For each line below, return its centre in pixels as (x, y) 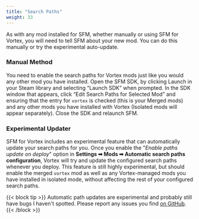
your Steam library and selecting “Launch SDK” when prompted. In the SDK (99, 87)
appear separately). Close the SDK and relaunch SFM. (72, 113)
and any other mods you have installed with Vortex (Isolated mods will (91, 107)
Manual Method (29, 62)
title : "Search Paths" (34, 12)
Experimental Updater (39, 129)
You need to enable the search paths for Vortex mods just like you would (95, 75)
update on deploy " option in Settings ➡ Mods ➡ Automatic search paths (96, 154)
